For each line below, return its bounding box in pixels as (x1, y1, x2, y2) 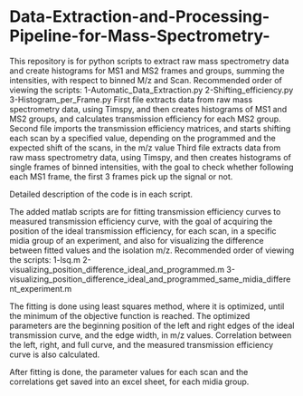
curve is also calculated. (9, 349, 100, 360)
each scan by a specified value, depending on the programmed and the (9, 132, 276, 143)
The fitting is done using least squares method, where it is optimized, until (9, 301, 285, 312)
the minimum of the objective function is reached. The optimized (9, 310, 251, 321)
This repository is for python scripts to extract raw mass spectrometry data (9, 55, 289, 66)
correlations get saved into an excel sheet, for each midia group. (9, 376, 250, 387)
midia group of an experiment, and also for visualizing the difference (9, 235, 264, 246)
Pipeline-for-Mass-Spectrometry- (9, 25, 270, 46)
